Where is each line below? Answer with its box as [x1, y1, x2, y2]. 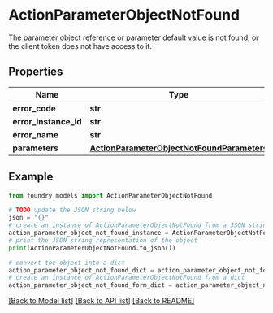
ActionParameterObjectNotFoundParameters [89, 142, 268, 154]
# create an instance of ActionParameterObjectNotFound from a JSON [8, 221, 245, 229]
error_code [12, 102, 57, 114]
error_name [12, 128, 59, 140]
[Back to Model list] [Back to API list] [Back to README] [8, 296, 195, 306]
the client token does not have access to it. [8, 41, 153, 50]
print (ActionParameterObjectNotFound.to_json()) [8, 244, 176, 252]
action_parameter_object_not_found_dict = [8, 266, 154, 274]
